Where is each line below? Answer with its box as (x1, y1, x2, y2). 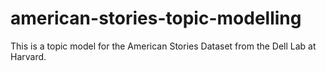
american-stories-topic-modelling (10, 7, 302, 30)
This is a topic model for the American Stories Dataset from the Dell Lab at (10, 40, 317, 52)
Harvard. (10, 50, 47, 62)
